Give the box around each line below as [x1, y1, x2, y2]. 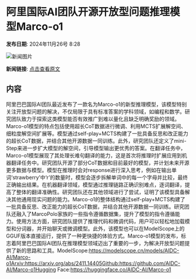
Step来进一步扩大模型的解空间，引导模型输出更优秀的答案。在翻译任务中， [6, 144, 186, 151]
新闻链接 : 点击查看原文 [6, 65, 60, 72]
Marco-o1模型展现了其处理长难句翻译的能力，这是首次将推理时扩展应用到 [6, 151, 182, 159]
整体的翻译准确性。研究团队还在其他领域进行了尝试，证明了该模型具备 [16, 188, 185, 195]
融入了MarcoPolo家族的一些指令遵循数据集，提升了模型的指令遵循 [16, 210, 175, 217]
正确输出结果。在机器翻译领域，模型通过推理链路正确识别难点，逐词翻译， [6, 181, 185, 188]
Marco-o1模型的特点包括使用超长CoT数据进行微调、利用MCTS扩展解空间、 [6, 122, 187, 129]
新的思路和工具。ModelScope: [16, 247, 89, 254]
